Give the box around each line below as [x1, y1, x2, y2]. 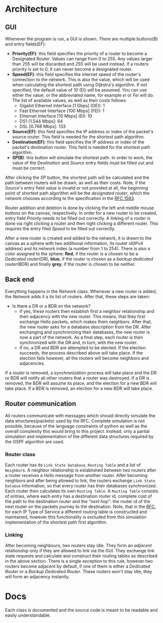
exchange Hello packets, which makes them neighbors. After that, [19, 318, 152, 324]
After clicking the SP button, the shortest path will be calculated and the [5, 175, 150, 180]
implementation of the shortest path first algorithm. [5, 519, 108, 525]
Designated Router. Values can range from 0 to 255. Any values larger [12, 56, 153, 62]
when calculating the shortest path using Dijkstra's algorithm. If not [12, 82, 147, 88]
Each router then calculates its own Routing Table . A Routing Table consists [5, 488, 159, 494]
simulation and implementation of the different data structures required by [5, 433, 154, 439]
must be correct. [12, 165, 46, 171]
